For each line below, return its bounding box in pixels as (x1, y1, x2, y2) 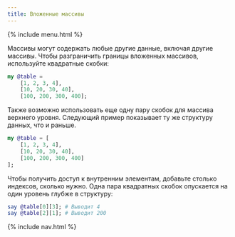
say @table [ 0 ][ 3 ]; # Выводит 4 (7, 203, 100, 211)
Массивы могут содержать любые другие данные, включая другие (7, 44, 214, 52)
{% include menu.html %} (7, 30, 83, 39)
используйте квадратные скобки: (7, 59, 109, 68)
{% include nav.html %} (7, 223, 77, 231)
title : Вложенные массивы (7, 10, 84, 18)
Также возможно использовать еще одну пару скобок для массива (7, 106, 214, 114)
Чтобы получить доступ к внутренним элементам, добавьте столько (7, 174, 217, 183)
